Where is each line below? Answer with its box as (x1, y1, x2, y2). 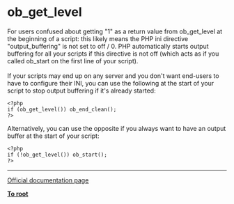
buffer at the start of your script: (7, 132, 100, 140)
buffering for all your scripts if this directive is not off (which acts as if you (7, 49, 219, 58)
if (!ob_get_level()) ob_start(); (7, 151, 108, 158)
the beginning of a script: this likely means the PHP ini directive (7, 34, 189, 42)
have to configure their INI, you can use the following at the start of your (7, 79, 214, 87)
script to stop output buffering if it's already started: (7, 86, 156, 95)
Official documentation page (7, 175, 89, 185)
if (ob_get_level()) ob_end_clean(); (7, 106, 117, 113)
